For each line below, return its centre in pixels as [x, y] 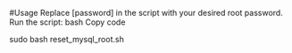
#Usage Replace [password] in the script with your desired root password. [146, 13]
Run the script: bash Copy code [67, 22]
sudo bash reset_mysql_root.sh [67, 39]
